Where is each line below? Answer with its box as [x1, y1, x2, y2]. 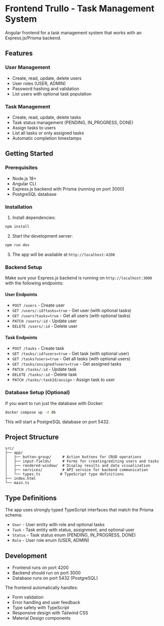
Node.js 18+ [12, 175, 37, 181]
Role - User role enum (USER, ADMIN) [12, 537, 89, 543]
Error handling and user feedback [12, 599, 81, 605]
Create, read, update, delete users [12, 75, 82, 81]
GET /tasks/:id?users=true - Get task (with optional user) [12, 350, 129, 357]
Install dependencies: [12, 215, 56, 220]
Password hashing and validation [12, 86, 80, 92]
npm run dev [5, 242, 29, 248]
